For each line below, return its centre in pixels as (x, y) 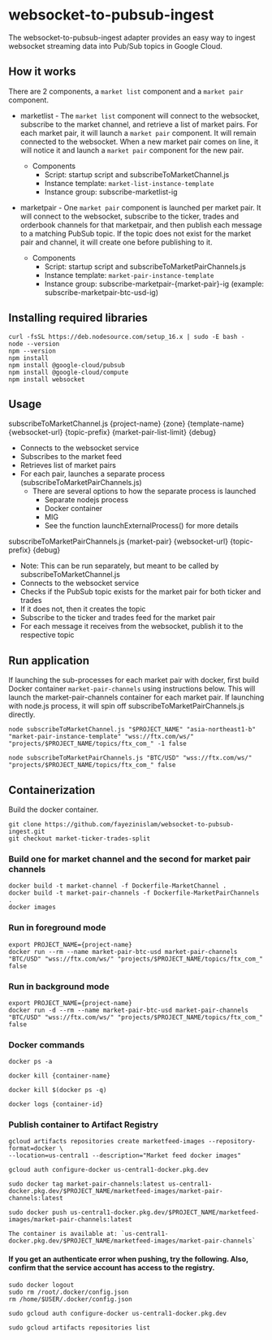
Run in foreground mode (57, 928)
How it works (42, 72)
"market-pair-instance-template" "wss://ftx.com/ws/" (101, 737)
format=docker (32, 1149)
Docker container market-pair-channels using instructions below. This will (132, 689)
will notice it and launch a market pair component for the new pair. (132, 150)
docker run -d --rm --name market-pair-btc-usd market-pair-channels (129, 1010)
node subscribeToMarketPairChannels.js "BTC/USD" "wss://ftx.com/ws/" (130, 758)
